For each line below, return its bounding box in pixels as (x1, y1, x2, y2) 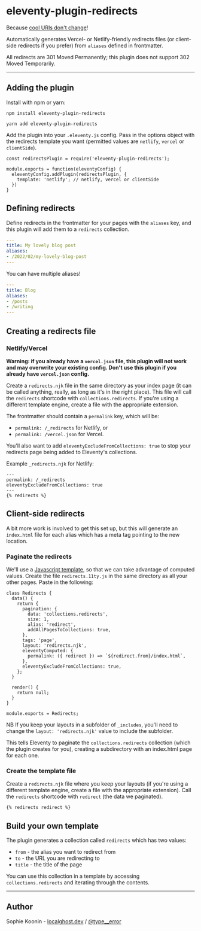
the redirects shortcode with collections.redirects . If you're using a (6, 394, 179, 401)
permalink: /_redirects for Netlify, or (14, 424, 108, 431)
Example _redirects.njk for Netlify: (6, 460, 94, 467)
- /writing (6, 304, 33, 310)
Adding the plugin (6, 83, 75, 93)
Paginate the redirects (6, 552, 72, 561)
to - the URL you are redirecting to (14, 854, 100, 862)
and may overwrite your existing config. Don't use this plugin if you (6, 364, 177, 371)
